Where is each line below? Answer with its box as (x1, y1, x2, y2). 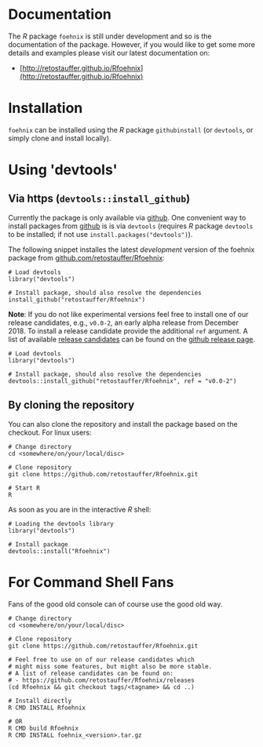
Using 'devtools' (8, 161, 118, 179)
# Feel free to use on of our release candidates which (8, 655, 195, 664)
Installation (8, 100, 83, 117)
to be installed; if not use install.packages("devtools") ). (8, 229, 193, 239)
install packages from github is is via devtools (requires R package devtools (8, 221, 254, 231)
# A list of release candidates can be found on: (8, 669, 174, 677)
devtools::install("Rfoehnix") (8, 547, 111, 555)
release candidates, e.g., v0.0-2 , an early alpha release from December (8, 318, 239, 327)
